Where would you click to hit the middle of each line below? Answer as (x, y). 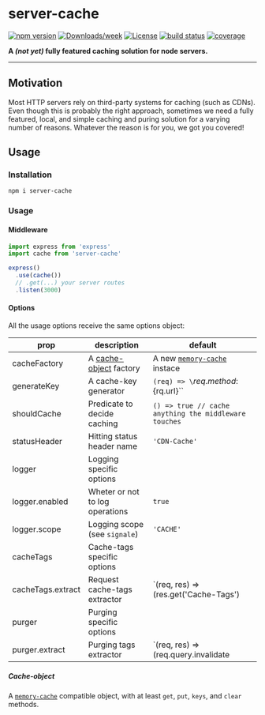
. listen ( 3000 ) (38, 290)
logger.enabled (40, 502)
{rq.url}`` (168, 391)
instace (166, 368)
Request (103, 580)
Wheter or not (114, 492)
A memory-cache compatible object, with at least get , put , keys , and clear (125, 695)
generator (106, 391)
